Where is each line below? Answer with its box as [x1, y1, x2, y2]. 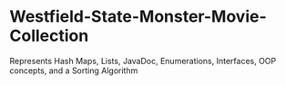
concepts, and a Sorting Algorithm [9, 65, 138, 76]
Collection [9, 25, 89, 46]
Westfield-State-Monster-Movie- [9, 6, 267, 27]
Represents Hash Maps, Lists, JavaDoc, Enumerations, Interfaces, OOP [9, 55, 277, 66]
